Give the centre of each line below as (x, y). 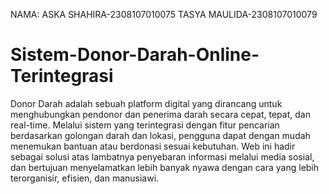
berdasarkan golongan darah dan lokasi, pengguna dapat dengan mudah (160, 135)
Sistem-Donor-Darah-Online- (135, 55)
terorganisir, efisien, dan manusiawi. (85, 178)
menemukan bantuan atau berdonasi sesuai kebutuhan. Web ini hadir (153, 146)
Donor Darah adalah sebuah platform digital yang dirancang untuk (146, 103)
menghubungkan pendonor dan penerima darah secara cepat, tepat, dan (160, 114)
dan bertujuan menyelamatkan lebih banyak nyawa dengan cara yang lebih (165, 167)
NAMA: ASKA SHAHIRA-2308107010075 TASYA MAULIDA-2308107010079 (164, 14)
